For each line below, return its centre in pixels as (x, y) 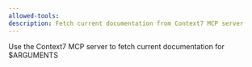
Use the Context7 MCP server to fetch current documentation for (116, 46)
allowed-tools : (34, 16)
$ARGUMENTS (34, 55)
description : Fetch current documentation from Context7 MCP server (126, 23)
